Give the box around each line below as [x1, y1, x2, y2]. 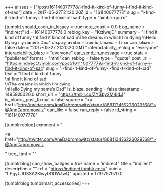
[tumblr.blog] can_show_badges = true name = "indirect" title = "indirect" [5, 161, 152, 166]
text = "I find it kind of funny [5, 71, 62, 76]
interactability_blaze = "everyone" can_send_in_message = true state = [5, 50, 148, 56]
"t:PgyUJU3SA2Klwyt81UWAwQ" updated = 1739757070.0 [5, 171, 123, 176]
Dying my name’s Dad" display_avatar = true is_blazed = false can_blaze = [5, 40, 155, 45]
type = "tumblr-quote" [82, 15, 128, 20]
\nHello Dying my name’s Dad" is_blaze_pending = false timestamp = [5, 86, 144, 92]
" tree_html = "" [5, 151, 37, 157]
